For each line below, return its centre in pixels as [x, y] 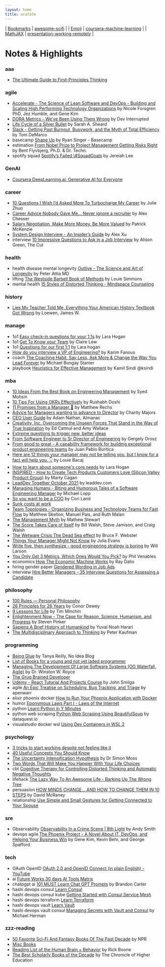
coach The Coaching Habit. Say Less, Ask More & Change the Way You [84, 357]
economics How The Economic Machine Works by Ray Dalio [73, 562]
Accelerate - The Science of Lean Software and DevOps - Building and [84, 103]
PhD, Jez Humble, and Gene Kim [45, 114]
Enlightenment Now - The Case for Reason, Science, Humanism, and [82, 617]
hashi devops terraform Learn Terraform [53, 900]
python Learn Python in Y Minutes [47, 708]
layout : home [18, 10]
